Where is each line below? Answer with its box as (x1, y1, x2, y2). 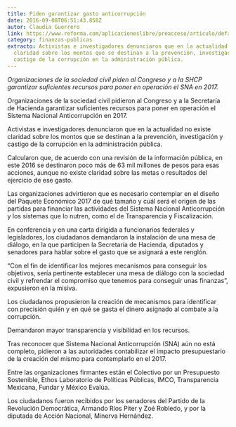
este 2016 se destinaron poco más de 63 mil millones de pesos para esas (7, 161, 220, 169)
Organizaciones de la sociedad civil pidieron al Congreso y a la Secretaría (7, 96, 221, 105)
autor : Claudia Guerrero (7, 23, 80, 30)
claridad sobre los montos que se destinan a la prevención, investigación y (7, 132, 223, 140)
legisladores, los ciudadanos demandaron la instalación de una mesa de (7, 232, 216, 241)
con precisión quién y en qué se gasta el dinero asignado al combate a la (7, 305, 219, 313)
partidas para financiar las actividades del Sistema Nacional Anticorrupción (7, 204, 225, 213)
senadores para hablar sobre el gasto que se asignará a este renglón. (7, 247, 209, 256)
